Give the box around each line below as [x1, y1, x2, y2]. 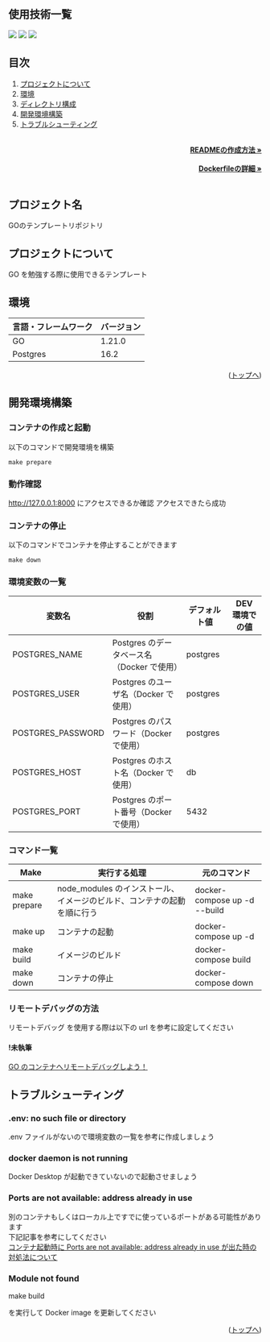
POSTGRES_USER [12, 688, 80, 699]
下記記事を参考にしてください [8, 1232, 107, 1241]
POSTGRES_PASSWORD [12, 727, 104, 738]
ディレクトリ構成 [19, 99, 76, 109]
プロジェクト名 [8, 198, 83, 212]
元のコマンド [202, 867, 251, 879]
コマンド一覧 [8, 845, 59, 856]
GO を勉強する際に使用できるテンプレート [8, 269, 148, 280]
